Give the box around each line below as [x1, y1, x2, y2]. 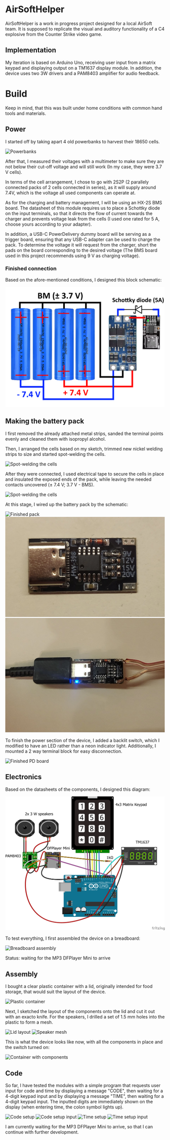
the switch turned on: [5, 1044, 50, 1051]
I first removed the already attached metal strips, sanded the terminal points [5, 430, 163, 437]
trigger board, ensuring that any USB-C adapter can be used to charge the [5, 236, 160, 242]
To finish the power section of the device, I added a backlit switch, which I [5, 737, 160, 743]
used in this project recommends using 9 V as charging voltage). [5, 253, 140, 259]
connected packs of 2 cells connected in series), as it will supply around [5, 184, 156, 190]
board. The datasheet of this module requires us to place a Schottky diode [5, 205, 160, 211]
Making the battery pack [5, 417, 84, 425]
